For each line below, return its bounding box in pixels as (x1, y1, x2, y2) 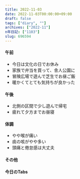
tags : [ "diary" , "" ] (5, 20, 47, 26)
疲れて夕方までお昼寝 (12, 109, 54, 115)
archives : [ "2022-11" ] (5, 25, 51, 30)
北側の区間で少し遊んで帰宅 (12, 103, 67, 109)
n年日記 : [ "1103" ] (5, 30, 40, 34)
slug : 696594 (5, 34, 31, 39)
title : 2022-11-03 (5, 7, 42, 12)
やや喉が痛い (12, 133, 38, 138)
